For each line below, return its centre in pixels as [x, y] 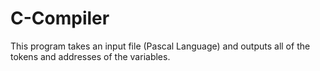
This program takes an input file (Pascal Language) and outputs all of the [160, 46]
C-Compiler [60, 18]
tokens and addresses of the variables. [90, 56]
